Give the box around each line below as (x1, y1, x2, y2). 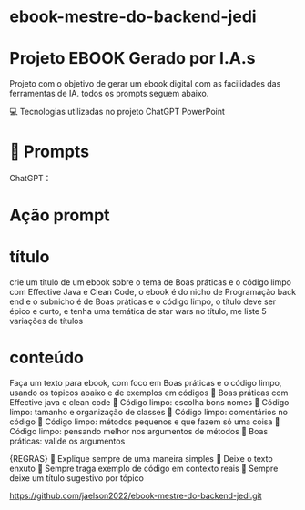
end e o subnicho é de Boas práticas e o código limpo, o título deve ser (9, 296, 277, 307)
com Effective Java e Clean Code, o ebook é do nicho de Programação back (9, 287, 297, 298)
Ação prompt (9, 205, 111, 226)
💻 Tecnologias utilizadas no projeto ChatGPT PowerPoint (9, 107, 226, 117)
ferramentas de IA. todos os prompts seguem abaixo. (9, 88, 209, 99)
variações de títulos (9, 316, 84, 327)
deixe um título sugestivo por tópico (9, 473, 144, 484)
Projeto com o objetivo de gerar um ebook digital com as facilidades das (9, 78, 281, 89)
